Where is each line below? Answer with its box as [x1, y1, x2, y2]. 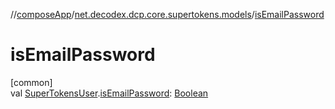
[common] [10, 76, 53, 88]
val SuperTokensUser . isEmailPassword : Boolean [10, 87, 209, 99]
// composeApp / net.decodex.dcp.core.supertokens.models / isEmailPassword [10, 9, 325, 20]
